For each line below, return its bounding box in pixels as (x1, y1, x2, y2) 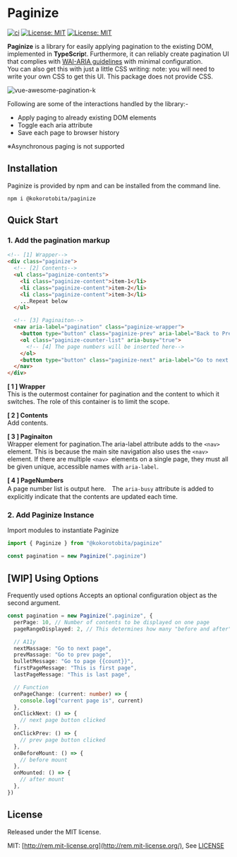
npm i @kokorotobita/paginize (7, 195, 97, 202)
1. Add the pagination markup (7, 236, 111, 246)
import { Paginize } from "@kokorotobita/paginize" (7, 540, 162, 547)
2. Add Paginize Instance (7, 510, 95, 520)
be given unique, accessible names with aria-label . (7, 462, 159, 471)
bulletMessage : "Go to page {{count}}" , (13, 658, 134, 665)
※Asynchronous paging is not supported (7, 142, 125, 150)
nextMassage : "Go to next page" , (13, 645, 112, 652)
